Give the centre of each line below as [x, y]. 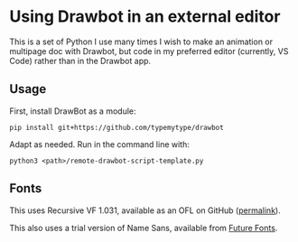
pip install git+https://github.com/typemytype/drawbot [116, 127]
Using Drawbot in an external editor [145, 17]
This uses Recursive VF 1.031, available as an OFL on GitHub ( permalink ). [145, 210]
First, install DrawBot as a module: [73, 111]
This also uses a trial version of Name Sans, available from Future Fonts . [144, 228]
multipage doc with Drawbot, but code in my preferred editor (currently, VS [149, 51]
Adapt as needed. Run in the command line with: [99, 144]
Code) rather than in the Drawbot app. [80, 60]
